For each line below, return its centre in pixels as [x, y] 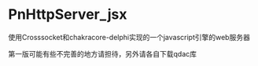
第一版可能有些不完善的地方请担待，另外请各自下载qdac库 [103, 53]
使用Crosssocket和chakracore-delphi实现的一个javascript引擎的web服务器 [129, 37]
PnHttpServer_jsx [68, 15]
